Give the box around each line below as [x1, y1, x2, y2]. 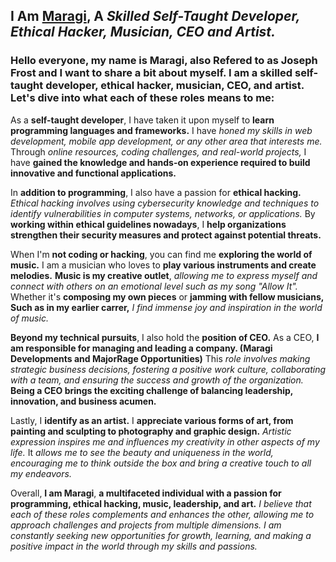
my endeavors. [10, 467, 72, 479]
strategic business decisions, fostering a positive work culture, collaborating [10, 363, 327, 375]
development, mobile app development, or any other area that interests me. [10, 135, 323, 147]
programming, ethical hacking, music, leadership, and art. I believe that [10, 497, 312, 509]
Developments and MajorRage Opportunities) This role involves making [10, 352, 311, 364]
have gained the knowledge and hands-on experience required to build [10, 156, 311, 168]
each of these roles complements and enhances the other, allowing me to [10, 508, 315, 520]
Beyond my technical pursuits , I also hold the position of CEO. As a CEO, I [10, 331, 320, 343]
